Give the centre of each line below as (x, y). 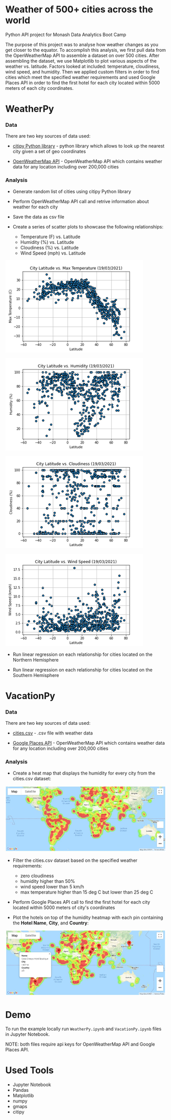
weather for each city (35, 207)
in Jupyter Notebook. (28, 1034)
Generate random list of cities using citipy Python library (72, 191)
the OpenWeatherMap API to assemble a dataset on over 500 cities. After (82, 55)
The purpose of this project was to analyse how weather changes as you (82, 44)
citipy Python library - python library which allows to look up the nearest (89, 146)
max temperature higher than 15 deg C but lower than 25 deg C (87, 892)
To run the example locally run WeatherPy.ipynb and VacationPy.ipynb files (83, 1029)
